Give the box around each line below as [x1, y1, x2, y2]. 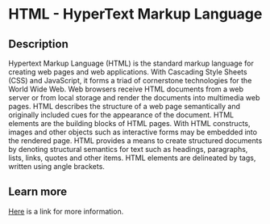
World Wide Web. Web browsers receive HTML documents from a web [8, 84, 244, 94]
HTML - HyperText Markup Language [8, 5, 263, 23]
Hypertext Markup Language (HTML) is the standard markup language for [8, 58, 254, 68]
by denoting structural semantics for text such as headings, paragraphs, [8, 145, 248, 154]
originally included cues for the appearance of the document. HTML [8, 110, 235, 120]
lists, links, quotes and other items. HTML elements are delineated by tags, [8, 153, 256, 163]
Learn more [8, 185, 68, 199]
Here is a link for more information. [8, 206, 124, 216]
